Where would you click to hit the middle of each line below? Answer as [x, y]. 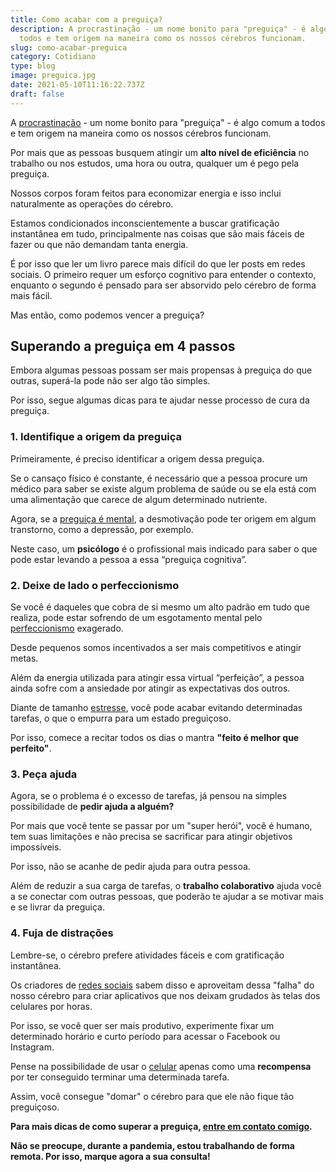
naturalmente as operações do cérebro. [92, 203]
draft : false [37, 94]
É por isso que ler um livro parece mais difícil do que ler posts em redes [158, 263]
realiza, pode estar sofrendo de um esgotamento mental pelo [136, 618]
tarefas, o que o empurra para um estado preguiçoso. [121, 718]
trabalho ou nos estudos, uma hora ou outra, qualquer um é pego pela [155, 163]
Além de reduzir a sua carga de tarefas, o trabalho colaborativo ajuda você [166, 886]
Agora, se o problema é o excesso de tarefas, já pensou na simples [149, 796]
